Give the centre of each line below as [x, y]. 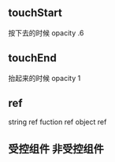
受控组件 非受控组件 [56, 149]
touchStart [35, 13]
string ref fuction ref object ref [57, 122]
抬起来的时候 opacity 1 [45, 78]
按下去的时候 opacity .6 [46, 33]
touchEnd [32, 58]
